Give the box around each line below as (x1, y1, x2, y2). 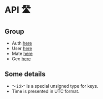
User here (11, 46, 33, 51)
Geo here (11, 56, 31, 62)
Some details (4, 70, 46, 78)
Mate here (11, 50, 33, 56)
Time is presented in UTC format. (11, 88, 80, 94)
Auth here (11, 40, 33, 46)
